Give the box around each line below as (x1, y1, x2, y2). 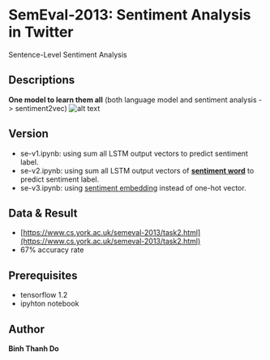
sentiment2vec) (15, 103, 67, 113)
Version (8, 127, 49, 141)
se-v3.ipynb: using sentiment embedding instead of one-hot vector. (19, 182, 246, 192)
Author (8, 322, 45, 336)
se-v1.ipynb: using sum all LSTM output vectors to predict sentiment (19, 148, 249, 158)
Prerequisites (8, 268, 78, 282)
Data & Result (8, 206, 78, 220)
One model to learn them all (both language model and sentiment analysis (8, 95, 257, 105)
